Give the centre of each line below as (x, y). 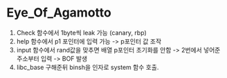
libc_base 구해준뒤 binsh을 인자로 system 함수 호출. (88, 67)
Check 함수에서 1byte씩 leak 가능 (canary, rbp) (81, 32)
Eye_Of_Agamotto (59, 13)
